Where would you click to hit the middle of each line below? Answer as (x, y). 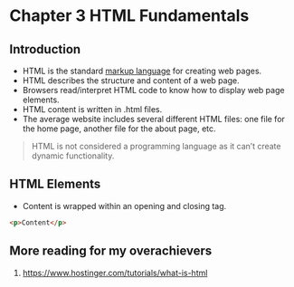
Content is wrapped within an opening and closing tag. (124, 206)
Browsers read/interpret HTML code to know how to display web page (153, 90)
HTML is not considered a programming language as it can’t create (156, 146)
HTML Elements (55, 184)
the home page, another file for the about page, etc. (119, 129)
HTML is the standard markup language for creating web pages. (142, 71)
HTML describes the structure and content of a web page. (131, 81)
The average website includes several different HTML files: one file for (153, 119)
